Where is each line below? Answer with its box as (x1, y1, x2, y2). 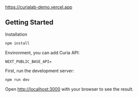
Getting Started (5, 18, 54, 26)
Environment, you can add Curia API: (5, 49, 80, 55)
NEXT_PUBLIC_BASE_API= (5, 59, 52, 64)
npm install (5, 41, 30, 46)
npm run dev (5, 77, 30, 82)
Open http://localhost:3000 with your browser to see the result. (5, 86, 134, 92)
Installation (5, 31, 28, 37)
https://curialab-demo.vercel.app (5, 4, 72, 10)
